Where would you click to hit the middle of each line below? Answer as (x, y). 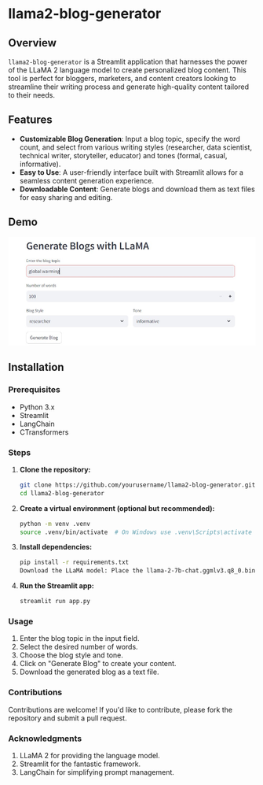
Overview (33, 43)
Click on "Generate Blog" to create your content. (98, 664)
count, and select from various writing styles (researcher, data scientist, (136, 147)
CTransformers (44, 432)
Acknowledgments (45, 739)
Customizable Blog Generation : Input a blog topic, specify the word (130, 139)
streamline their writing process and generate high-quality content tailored (129, 87)
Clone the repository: (55, 469)
